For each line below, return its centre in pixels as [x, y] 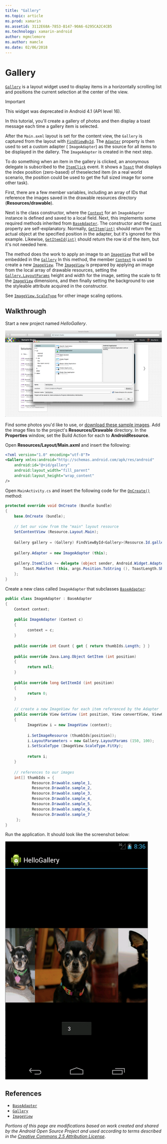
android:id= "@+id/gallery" [42, 465]
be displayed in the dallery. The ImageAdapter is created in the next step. [79, 152]
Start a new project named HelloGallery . [46, 323]
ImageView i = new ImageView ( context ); [70, 725]
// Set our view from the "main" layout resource [67, 527]
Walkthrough [26, 311]
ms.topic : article [24, 16]
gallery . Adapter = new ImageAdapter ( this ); [61, 553]
